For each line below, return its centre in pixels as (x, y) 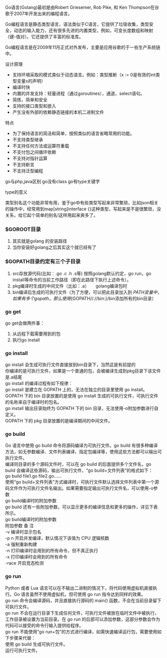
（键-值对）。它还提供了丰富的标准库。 (44, 37)
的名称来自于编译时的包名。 (34, 402)
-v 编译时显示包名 (23, 532)
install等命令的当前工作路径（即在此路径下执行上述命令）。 (72, 280)
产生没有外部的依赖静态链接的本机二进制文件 (58, 112)
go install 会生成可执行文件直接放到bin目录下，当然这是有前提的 (70, 365)
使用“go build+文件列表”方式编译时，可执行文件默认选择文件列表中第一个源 (82, 482)
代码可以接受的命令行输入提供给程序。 (44, 625)
